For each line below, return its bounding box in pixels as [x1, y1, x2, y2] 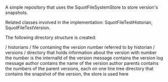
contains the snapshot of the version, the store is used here [5, 71, 129, 77]
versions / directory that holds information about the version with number [5, 50, 157, 55]
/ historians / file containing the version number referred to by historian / [5, 44, 155, 50]
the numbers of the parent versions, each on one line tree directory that [5, 65, 154, 71]
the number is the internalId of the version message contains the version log [5, 55, 163, 61]
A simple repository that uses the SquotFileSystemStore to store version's [5, 5, 158, 10]
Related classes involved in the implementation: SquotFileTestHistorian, [5, 20, 153, 25]
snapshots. [5, 10, 29, 16]
